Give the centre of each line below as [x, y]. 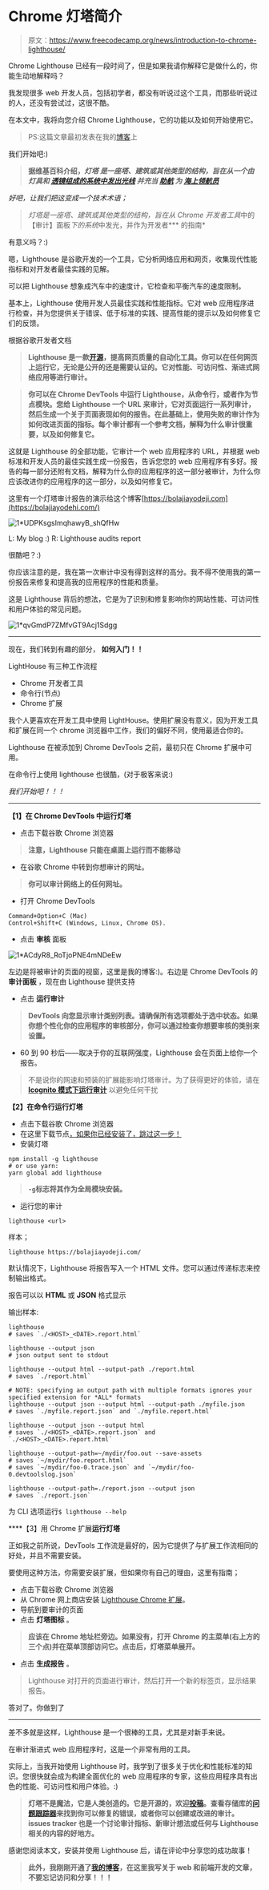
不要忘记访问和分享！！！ [70, 1877]
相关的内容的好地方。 [63, 1833]
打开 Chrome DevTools [57, 901]
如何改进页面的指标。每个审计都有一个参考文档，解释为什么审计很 [137, 424]
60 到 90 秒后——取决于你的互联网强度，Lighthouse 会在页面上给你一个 [139, 1052]
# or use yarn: [34, 1166]
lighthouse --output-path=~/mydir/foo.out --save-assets [105, 1453]
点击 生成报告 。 [46, 1663]
